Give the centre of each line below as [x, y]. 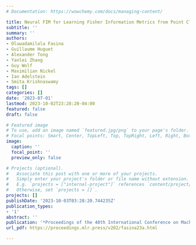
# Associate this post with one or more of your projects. [82, 174]
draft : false [22, 115]
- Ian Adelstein [26, 77]
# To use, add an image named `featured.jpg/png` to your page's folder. [98, 130]
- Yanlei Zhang [24, 60]
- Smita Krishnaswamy [32, 82]
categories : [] [24, 93]
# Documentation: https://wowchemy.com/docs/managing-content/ [85, 11]
